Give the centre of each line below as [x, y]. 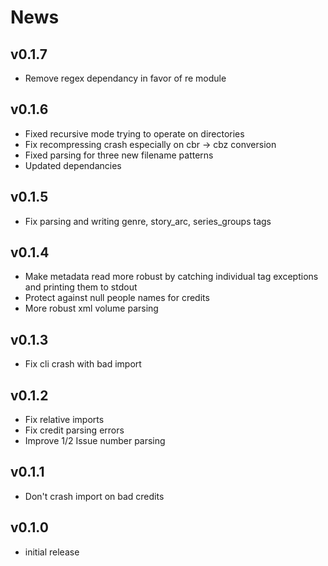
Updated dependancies [73, 165]
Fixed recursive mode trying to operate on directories [134, 133]
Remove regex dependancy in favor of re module [125, 78]
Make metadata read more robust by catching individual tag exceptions [171, 277]
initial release [52, 552]
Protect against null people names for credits [117, 298]
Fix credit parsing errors [74, 430]
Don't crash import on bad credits [94, 496]
